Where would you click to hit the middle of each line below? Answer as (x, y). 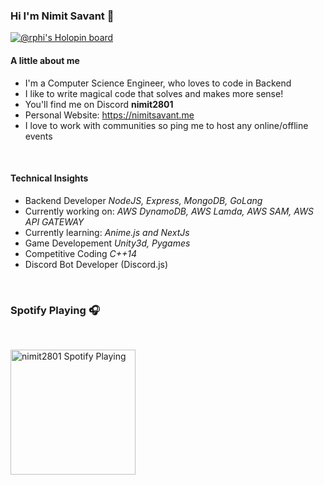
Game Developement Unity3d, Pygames (107, 243)
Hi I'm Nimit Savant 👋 (62, 16)
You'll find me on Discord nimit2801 (99, 104)
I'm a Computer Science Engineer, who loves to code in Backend (158, 83)
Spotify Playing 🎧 (55, 310)
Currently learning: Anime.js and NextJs (107, 232)
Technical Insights (49, 178)
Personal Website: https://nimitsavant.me (109, 115)
